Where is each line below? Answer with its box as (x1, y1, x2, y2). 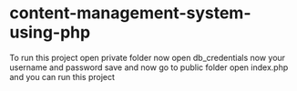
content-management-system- (9, 3, 252, 24)
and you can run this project (9, 71, 116, 82)
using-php (9, 22, 91, 43)
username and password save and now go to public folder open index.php (9, 62, 289, 73)
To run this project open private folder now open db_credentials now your (9, 52, 285, 63)
